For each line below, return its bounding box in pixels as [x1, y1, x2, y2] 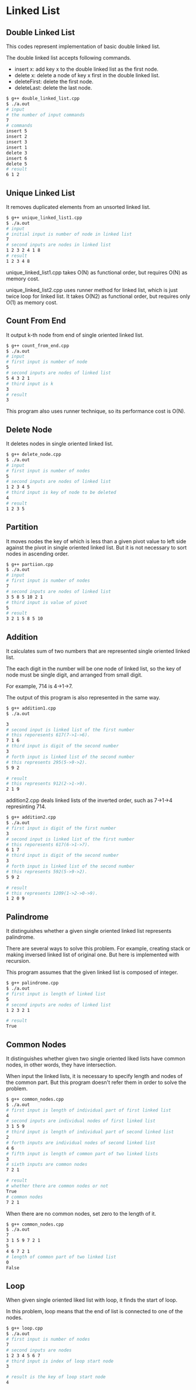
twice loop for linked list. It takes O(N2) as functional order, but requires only [6, 293, 191, 300]
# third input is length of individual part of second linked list [6, 1129, 174, 1135]
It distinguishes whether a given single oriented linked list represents [6, 928, 171, 935]
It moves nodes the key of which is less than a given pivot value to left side [6, 537, 187, 545]
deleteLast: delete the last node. [14, 84, 92, 91]
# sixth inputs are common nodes [6, 1162, 88, 1168]
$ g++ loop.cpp [6, 1326, 43, 1331]
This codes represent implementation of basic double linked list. [6, 43, 161, 50]
